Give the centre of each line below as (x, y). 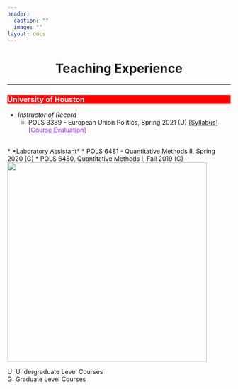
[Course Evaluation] (57, 130)
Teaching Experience (119, 69)
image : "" (28, 27)
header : (19, 14)
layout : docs (27, 34)
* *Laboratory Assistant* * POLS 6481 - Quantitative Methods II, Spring (112, 151)
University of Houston (46, 100)
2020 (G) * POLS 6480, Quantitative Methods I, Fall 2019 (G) (96, 159)
